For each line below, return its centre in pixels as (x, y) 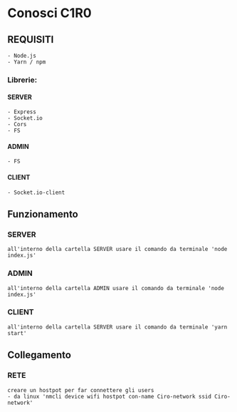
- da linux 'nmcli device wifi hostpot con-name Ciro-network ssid (110, 396)
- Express (22, 112)
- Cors (17, 125)
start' (17, 333)
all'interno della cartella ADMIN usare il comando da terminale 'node (116, 288)
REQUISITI (31, 40)
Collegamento (39, 355)
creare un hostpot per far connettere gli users (81, 390)
